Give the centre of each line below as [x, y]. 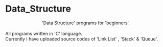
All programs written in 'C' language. [44, 33]
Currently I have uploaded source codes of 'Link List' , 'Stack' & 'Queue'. [82, 39]
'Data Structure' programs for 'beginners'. [86, 23]
